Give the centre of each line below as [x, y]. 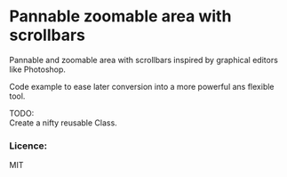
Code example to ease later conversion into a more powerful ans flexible [142, 86]
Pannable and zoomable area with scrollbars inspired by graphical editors [143, 60]
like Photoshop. [38, 69]
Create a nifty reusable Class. [63, 123]
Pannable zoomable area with [120, 16]
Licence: [28, 146]
